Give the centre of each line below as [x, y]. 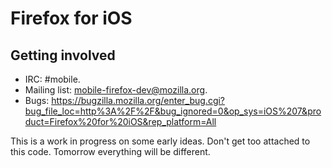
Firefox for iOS [71, 18]
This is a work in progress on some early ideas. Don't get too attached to [160, 141]
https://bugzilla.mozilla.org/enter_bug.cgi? [138, 100]
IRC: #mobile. [52, 79]
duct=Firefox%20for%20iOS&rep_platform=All [120, 121]
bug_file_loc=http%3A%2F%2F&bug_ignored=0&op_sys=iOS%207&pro [173, 111]
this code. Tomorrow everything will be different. [110, 151]
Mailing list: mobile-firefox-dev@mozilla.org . [116, 90]
